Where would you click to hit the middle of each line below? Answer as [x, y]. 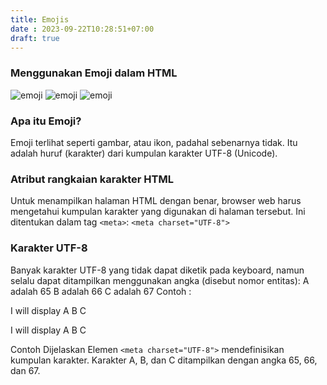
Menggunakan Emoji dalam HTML [94, 73]
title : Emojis [40, 19]
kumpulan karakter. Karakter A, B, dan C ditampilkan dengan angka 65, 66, [164, 360]
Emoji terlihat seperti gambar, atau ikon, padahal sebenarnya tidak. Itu [154, 142]
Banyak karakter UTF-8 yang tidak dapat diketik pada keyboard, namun [157, 270]
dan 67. [25, 370]
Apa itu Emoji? [46, 121]
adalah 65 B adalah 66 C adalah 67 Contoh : [101, 291]
